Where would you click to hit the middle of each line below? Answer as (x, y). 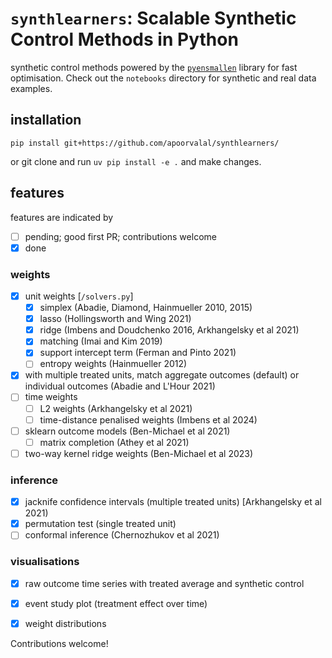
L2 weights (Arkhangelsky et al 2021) (116, 408)
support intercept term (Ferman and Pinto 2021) (138, 353)
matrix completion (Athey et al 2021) (114, 442)
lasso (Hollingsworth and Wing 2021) (115, 319)
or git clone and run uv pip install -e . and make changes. (136, 161)
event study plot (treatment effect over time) (116, 603)
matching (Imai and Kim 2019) (101, 341)
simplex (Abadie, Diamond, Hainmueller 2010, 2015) (146, 308)
